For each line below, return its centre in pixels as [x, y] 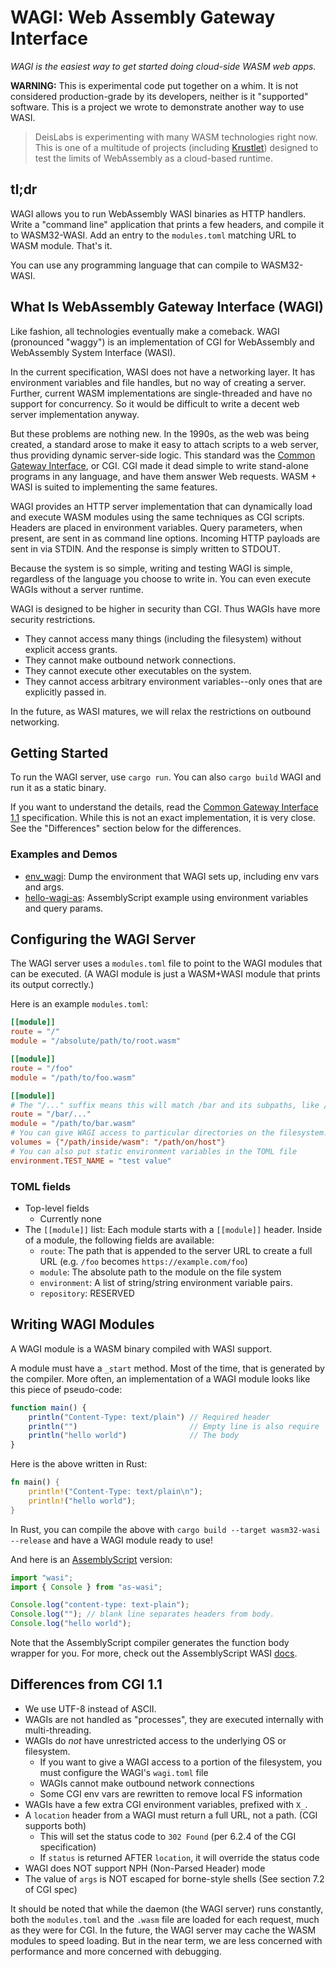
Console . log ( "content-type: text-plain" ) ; [100, 1605]
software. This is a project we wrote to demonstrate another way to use [157, 107]
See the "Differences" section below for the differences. [126, 828]
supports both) [55, 1825]
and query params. [64, 908]
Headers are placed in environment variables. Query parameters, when [156, 527]
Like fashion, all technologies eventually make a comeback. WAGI [145, 331]
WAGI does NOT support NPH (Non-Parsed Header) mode [145, 1868]
